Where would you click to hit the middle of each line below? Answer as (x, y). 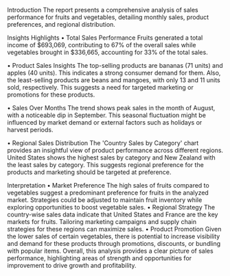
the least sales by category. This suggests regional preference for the (105, 165)
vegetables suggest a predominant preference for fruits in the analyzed (108, 192)
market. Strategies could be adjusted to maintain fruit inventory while (105, 200)
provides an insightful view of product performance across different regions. (115, 150)
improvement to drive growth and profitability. (72, 265)
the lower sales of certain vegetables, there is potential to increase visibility (114, 236)
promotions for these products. (51, 95)
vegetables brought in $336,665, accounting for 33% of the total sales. (107, 52)
